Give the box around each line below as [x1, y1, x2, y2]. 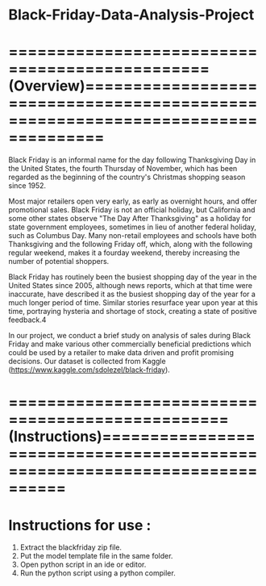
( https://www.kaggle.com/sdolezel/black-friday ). [8, 365, 171, 375]
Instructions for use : [8, 516, 152, 534]
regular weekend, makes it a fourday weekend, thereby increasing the [8, 248, 240, 257]
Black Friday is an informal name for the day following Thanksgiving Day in [8, 155, 256, 165]
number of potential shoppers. [8, 257, 110, 266]
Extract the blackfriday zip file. [19, 542, 123, 552]
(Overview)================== [8, 77, 258, 95]
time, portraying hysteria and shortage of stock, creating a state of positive [8, 307, 257, 316]
